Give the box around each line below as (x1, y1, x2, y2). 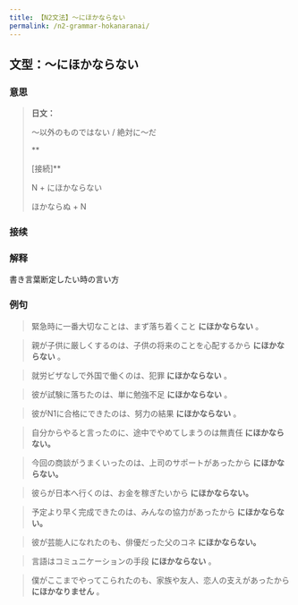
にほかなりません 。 (30, 585, 105, 596)
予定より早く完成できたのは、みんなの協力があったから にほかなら (30, 507, 277, 517)
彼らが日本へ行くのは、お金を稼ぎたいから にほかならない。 (30, 487, 253, 498)
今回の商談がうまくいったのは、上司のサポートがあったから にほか (30, 457, 277, 468)
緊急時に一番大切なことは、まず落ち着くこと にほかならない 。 (30, 320, 264, 331)
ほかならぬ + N (30, 201, 87, 212)
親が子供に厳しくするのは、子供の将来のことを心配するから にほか (30, 339, 277, 350)
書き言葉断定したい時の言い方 (9, 274, 119, 285)
